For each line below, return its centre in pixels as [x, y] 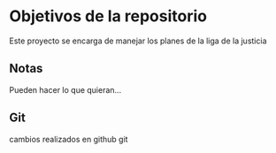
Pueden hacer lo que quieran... [65, 89]
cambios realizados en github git [69, 139]
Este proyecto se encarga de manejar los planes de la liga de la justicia [138, 41]
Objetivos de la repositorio [108, 16]
